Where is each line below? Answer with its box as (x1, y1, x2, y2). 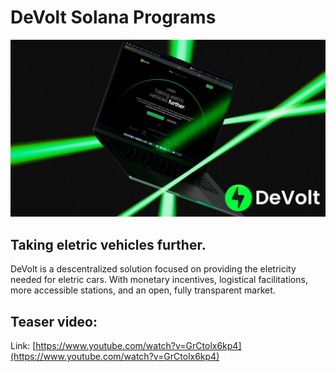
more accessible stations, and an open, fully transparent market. (10, 284, 276, 296)
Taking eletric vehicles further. (10, 236, 207, 253)
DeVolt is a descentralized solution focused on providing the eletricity (10, 263, 297, 275)
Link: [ (10, 340, 37, 352)
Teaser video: (10, 313, 98, 330)
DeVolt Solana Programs (10, 6, 217, 29)
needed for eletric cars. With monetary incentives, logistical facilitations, (10, 274, 308, 286)
